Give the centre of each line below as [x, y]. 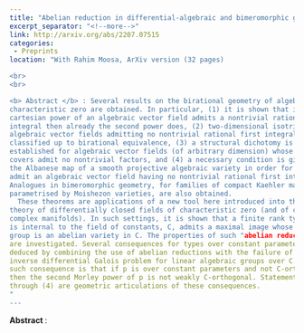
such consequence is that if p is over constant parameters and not [141, 269]
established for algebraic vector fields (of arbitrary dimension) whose [152, 152]
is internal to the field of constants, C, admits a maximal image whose [152, 227]
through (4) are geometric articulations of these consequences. [135, 286]
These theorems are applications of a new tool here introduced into [151, 202]
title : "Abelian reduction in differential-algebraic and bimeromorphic [149, 18]
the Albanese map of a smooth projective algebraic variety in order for [152, 168]
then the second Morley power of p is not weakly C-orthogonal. [133, 278]
